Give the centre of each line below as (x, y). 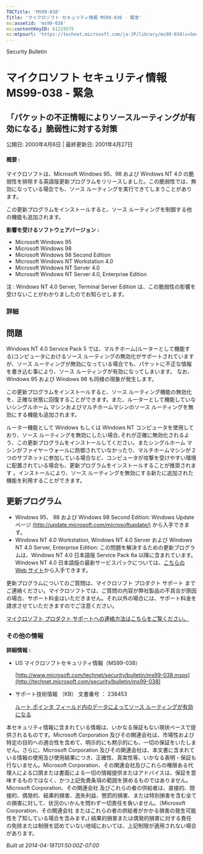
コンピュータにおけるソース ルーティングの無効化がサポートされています (104, 356)
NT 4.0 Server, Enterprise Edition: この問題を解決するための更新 (94, 547)
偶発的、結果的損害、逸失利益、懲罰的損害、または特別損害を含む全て (109, 796)
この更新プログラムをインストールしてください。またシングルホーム (101, 443)
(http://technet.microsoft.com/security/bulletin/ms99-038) (88, 681)
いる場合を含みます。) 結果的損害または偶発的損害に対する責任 (115, 818)
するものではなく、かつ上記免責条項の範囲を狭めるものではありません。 (101, 780)
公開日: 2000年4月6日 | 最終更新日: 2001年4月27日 (69, 144)
